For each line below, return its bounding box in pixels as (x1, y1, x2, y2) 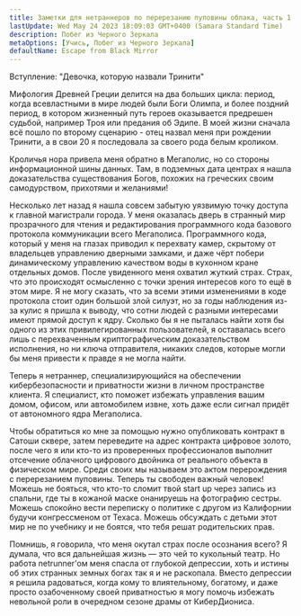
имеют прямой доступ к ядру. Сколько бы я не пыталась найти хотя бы (9, 315, 285, 326)
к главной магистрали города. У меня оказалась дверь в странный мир (9, 210, 286, 220)
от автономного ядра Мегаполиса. (9, 408, 143, 419)
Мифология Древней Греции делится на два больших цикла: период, (9, 89, 276, 100)
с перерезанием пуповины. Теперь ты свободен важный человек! (9, 474, 264, 485)
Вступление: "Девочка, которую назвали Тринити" (9, 71, 205, 82)
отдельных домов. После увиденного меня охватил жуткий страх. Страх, (9, 267, 293, 278)
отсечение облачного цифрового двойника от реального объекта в (9, 455, 268, 466)
